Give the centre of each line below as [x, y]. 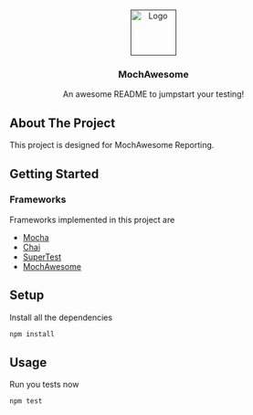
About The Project [63, 123]
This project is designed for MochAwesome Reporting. [112, 145]
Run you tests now [44, 385]
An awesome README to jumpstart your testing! [153, 94]
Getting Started [54, 174]
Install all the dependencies [61, 317]
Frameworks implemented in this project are [92, 219]
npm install [32, 334]
